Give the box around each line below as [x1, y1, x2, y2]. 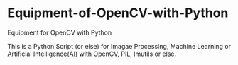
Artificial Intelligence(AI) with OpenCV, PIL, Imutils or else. [7, 49, 177, 58]
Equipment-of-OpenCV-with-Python [7, 5, 229, 21]
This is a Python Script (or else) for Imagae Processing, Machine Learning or [7, 42, 232, 50]
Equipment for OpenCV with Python [7, 28, 112, 37]
